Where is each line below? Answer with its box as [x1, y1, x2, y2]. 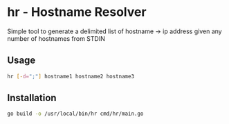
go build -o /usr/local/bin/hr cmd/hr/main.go [7, 110, 144, 118]
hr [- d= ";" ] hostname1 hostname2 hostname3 [7, 73, 135, 80]
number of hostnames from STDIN [7, 34, 105, 42]
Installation [7, 92, 57, 104]
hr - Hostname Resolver [7, 4, 147, 20]
